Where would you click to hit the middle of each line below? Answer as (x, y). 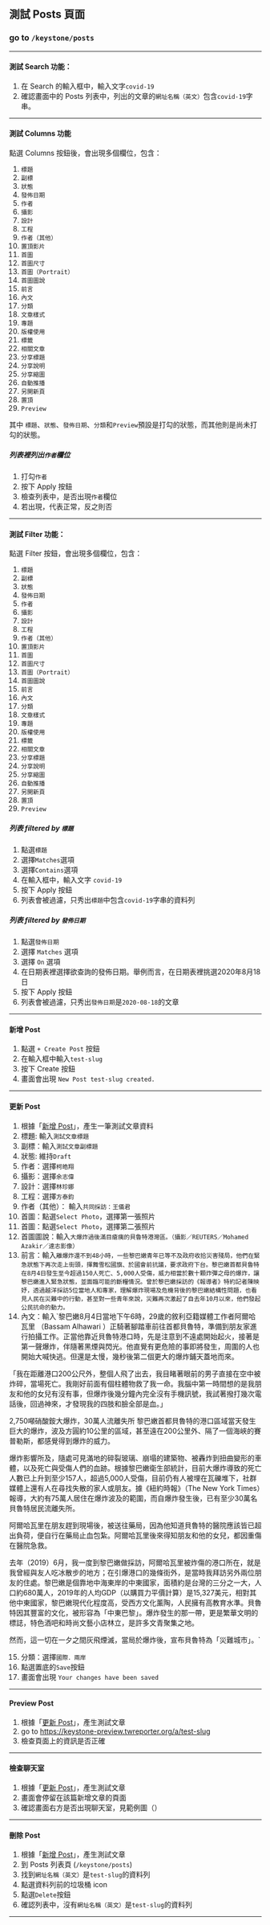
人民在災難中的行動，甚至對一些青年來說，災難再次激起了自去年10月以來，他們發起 (144, 1299)
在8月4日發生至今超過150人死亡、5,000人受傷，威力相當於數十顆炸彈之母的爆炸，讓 (140, 1273)
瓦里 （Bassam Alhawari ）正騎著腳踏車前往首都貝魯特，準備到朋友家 (135, 1326)
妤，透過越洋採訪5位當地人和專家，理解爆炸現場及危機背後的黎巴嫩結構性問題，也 (136, 1290)
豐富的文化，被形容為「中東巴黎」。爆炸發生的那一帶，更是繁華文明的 (144, 1612)
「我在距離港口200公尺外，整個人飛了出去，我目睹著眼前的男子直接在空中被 (135, 1374)
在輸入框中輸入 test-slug (62, 1059)
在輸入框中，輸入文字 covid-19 (71, 880)
